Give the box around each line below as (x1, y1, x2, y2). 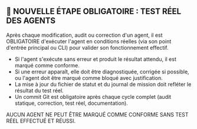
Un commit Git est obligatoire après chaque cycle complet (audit (14, 93, 172, 100)
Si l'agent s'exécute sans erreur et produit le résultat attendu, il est (14, 55, 177, 63)
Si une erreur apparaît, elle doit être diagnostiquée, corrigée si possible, (14, 68, 190, 75)
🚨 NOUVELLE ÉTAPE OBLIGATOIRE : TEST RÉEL (6, 7, 182, 17)
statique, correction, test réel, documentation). (14, 99, 128, 107)
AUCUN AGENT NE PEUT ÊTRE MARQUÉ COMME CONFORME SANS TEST (6, 111, 189, 118)
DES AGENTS (6, 16, 56, 26)
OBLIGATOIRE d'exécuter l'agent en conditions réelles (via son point (6, 37, 172, 45)
